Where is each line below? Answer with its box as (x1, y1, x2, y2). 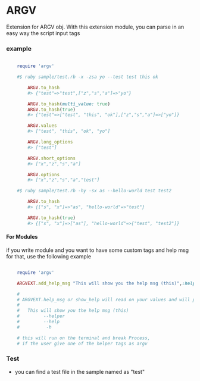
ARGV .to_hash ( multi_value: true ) (27, 101, 111, 107)
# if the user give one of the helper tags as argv (17, 341, 148, 346)
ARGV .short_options (27, 155, 76, 161)
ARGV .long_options (27, 139, 73, 145)
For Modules (6, 233, 38, 241)
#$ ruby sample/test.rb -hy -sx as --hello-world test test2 (17, 188, 171, 194)
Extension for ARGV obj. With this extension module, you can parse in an (6, 23, 185, 30)
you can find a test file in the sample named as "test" (14, 368, 145, 375)
